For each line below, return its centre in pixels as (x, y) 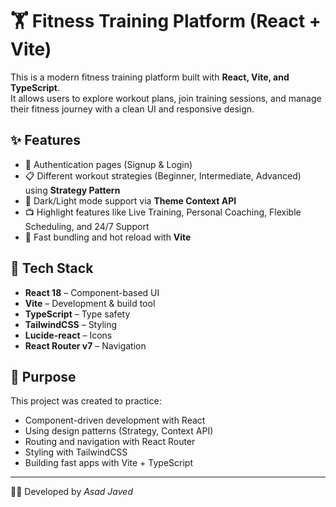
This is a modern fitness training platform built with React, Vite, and (150, 77)
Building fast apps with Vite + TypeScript (108, 463)
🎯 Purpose (43, 376)
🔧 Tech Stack (52, 268)
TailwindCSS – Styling (71, 324)
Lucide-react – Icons (68, 335)
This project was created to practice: (86, 401)
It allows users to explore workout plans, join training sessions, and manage (166, 98)
